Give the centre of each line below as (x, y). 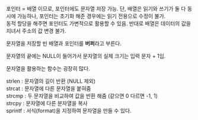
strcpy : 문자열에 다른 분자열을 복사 (47, 103)
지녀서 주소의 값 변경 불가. (36, 31)
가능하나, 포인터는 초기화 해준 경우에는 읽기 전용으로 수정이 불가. (91, 16)
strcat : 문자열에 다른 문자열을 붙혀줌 (49, 88)
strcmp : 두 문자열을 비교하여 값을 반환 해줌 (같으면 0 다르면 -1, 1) (82, 96)
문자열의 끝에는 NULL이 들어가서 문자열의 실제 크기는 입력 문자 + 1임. (86, 56)
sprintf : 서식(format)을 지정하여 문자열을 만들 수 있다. (69, 111)
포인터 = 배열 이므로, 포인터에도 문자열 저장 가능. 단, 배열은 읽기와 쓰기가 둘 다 (96, 9)
